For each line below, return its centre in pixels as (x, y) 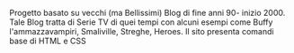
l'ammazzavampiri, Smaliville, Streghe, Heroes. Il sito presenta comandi (142, 31)
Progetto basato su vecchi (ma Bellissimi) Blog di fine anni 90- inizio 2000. (147, 13)
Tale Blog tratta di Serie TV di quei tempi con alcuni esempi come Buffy (141, 22)
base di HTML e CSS (48, 41)
